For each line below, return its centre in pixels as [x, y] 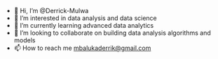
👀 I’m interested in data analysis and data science [86, 18]
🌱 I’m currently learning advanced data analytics [84, 25]
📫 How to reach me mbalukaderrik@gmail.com [82, 48]
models [25, 40]
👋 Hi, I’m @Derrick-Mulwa [51, 11]
